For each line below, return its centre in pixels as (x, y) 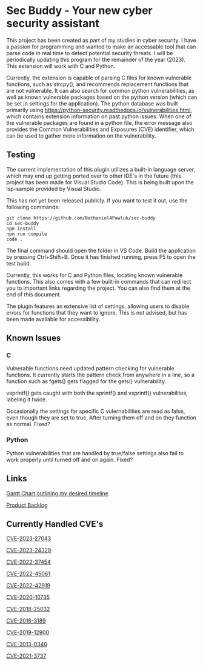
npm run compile (27, 234)
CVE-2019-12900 (28, 633)
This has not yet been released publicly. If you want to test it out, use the (97, 200)
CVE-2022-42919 (28, 586)
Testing (21, 155)
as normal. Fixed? (28, 424)
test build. (19, 263)
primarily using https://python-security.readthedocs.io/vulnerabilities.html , (99, 110)
